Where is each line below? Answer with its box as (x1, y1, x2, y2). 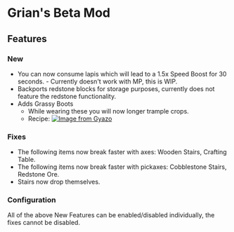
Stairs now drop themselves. (17, 177, 100, 186)
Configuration (7, 195, 56, 205)
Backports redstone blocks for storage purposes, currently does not (17, 84, 215, 93)
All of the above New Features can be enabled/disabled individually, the (7, 211, 215, 219)
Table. (17, 156, 36, 164)
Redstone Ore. (17, 170, 60, 179)
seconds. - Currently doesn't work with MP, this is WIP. (17, 77, 178, 86)
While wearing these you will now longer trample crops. (27, 107, 190, 115)
